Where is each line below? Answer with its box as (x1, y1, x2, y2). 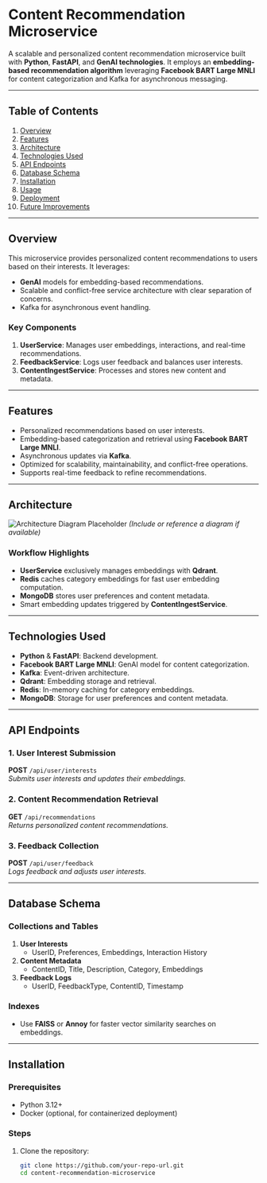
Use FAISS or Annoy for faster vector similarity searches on (19, 1019, 216, 1028)
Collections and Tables (8, 921, 99, 932)
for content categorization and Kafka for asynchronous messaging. (8, 74, 228, 83)
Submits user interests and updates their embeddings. (8, 774, 187, 783)
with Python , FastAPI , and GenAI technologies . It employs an (8, 57, 212, 67)
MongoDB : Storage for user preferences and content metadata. (19, 693, 229, 702)
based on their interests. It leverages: (8, 261, 130, 271)
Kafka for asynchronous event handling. (19, 302, 151, 311)
